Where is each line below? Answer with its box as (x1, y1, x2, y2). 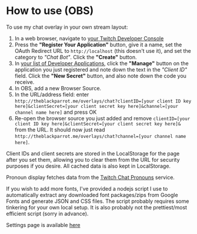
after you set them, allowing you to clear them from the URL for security (6, 156, 181, 163)
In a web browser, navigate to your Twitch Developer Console (14, 35, 164, 42)
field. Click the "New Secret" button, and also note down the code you (14, 72, 187, 79)
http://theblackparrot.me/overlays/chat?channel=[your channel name (14, 133, 186, 139)
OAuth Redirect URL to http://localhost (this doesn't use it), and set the (14, 47, 191, 54)
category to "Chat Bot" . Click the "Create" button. (14, 53, 137, 60)
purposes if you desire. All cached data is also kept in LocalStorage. (6, 162, 171, 169)
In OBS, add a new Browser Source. (14, 84, 102, 91)
